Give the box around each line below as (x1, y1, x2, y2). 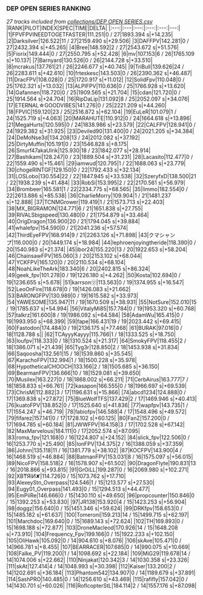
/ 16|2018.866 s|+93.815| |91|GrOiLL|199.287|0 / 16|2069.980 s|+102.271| (6, 466, 189, 474)
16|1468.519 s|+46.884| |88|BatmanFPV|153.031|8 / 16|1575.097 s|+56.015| (6, 453, 193, 460)
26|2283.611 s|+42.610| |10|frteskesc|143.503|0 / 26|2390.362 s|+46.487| (6, 70, 192, 77)
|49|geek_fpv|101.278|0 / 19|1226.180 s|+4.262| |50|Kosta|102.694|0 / (6, 272, 181, 279)
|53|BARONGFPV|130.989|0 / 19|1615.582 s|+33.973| (6, 292, 139, 300)
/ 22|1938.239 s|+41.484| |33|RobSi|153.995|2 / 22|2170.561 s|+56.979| (6, 179, 186, 186)
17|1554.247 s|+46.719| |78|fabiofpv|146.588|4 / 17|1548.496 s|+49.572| (6, 408, 187, 415)
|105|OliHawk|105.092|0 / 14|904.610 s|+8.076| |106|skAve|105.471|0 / (6, 537, 182, 544)
